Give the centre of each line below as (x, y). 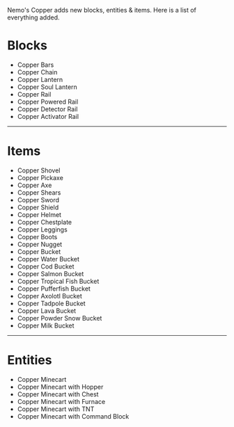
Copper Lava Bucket (47, 311)
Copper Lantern (40, 79)
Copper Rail (34, 94)
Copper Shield (38, 207)
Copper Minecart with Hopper (60, 387)
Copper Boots (37, 236)
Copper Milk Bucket (46, 325)
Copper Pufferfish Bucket (54, 289)
